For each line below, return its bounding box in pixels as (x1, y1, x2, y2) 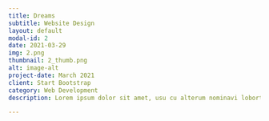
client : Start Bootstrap (8, 79, 91, 87)
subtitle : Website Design (8, 19, 94, 27)
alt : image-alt (8, 64, 59, 72)
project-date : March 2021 (8, 71, 94, 79)
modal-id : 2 (8, 34, 48, 42)
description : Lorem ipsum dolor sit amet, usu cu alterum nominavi (8, 94, 239, 102)
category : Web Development (8, 86, 98, 95)
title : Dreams (8, 11, 56, 20)
